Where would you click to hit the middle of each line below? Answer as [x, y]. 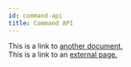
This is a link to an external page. [63, 54]
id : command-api [35, 16]
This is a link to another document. [65, 45]
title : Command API [41, 23]
